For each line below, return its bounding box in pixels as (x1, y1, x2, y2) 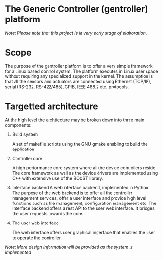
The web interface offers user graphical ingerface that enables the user (12, 229, 155, 235)
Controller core (12, 155, 43, 161)
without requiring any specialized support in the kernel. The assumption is (5, 73, 153, 79)
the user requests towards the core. (12, 210, 84, 216)
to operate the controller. (12, 235, 62, 241)
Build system (12, 131, 38, 137)
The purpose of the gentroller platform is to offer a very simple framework (5, 63, 153, 69)
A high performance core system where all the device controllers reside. (12, 165, 157, 171)
